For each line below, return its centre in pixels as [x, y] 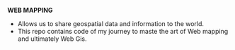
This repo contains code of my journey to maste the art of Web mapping [123, 31]
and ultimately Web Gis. [52, 39]
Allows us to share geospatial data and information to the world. [110, 24]
